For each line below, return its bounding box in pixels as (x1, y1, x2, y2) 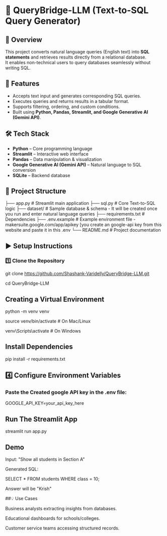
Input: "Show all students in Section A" (5, 456, 85, 462)
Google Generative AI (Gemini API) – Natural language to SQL (12, 162, 142, 168)
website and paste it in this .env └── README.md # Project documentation (5, 227, 161, 233)
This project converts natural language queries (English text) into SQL (5, 49, 150, 55)
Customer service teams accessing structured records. (5, 525, 120, 531)
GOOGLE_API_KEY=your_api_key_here (5, 400, 85, 406)
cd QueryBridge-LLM (5, 280, 49, 287)
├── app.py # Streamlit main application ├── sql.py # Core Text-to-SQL (5, 200, 156, 206)
